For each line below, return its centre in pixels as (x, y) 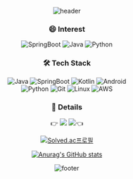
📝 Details (67, 107)
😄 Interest (67, 29)
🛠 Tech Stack (67, 63)
